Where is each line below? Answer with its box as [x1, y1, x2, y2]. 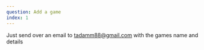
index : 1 [6, 15, 29, 21]
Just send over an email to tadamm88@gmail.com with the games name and [6, 31, 199, 38]
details [6, 38, 23, 45]
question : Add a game [6, 9, 62, 15]
